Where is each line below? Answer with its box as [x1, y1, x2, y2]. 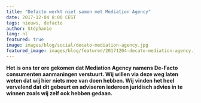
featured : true [6, 37, 44, 43]
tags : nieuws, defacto [6, 20, 63, 26]
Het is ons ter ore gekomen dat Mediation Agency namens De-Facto [6, 64, 178, 71]
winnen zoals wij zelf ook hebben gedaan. [6, 89, 112, 96]
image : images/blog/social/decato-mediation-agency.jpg [6, 43, 148, 49]
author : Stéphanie [6, 25, 52, 32]
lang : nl [6, 31, 28, 37]
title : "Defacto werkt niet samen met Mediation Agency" [6, 8, 151, 15]
